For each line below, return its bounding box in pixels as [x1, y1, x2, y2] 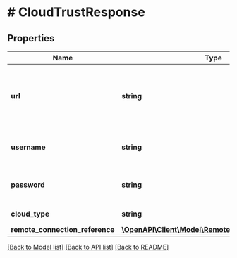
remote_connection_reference [11, 225, 115, 234]
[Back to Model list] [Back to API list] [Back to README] [7, 243, 169, 251]
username [11, 142, 46, 152]
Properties [7, 32, 55, 44]
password [11, 180, 45, 190]
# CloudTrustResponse [7, 4, 146, 20]
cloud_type [11, 209, 49, 219]
